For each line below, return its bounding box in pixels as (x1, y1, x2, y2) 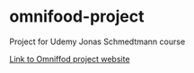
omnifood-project (9, 6, 145, 27)
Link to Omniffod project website (9, 53, 130, 64)
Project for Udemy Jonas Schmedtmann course (9, 36, 186, 47)
